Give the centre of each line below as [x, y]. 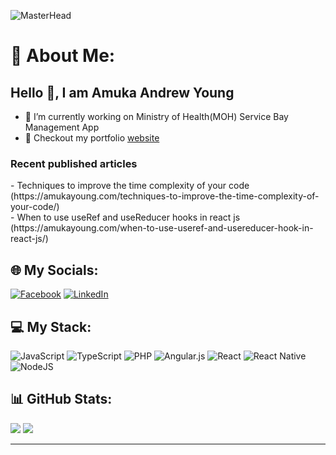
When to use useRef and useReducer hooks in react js [128, 217]
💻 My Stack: [51, 326]
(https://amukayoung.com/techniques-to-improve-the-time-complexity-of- [165, 196]
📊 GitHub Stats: [61, 399]
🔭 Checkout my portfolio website [92, 138]
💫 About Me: [63, 56]
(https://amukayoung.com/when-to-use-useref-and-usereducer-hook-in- [162, 228]
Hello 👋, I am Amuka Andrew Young [122, 92]
